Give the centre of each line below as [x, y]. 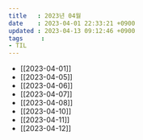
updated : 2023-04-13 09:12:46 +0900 [72, 31]
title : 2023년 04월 [45, 16]
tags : [27, 38]
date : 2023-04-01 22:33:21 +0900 [72, 23]
